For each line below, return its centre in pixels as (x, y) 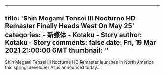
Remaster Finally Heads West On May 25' (70, 26)
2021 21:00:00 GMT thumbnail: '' (57, 50)
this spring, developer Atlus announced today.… (54, 67)
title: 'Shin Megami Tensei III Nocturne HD (70, 18)
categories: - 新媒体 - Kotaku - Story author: (74, 35)
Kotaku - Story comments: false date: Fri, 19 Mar (81, 43)
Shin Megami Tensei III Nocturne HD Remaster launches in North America (79, 62)
